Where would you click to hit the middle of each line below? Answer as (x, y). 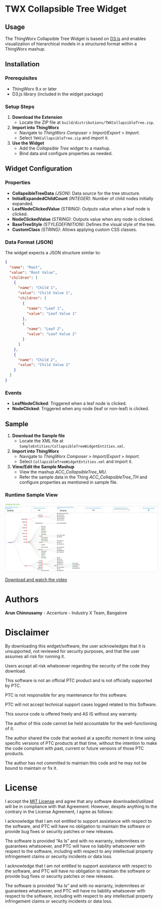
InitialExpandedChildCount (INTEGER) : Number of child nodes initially (83, 198)
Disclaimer (27, 632)
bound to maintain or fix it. (31, 768)
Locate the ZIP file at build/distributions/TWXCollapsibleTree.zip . (87, 122)
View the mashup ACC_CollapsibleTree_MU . (63, 472)
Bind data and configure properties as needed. (66, 153)
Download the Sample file (39, 436)
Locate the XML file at (41, 441)
